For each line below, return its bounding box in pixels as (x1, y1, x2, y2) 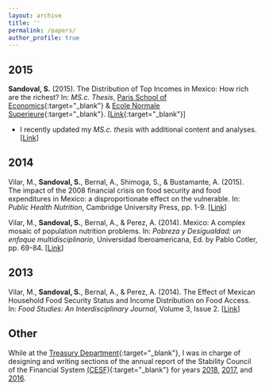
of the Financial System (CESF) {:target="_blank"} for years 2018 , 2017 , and (8, 365, 253, 374)
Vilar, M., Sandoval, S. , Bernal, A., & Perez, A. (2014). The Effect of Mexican (8, 287, 255, 296)
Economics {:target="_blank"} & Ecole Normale (8, 101, 160, 111)
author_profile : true (8, 33, 80, 42)
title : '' (8, 19, 41, 27)
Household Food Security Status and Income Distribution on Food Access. (8, 295, 252, 305)
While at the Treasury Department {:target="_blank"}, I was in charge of (8, 348, 241, 357)
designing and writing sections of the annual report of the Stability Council (8, 356, 252, 365)
